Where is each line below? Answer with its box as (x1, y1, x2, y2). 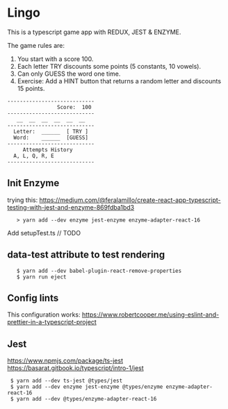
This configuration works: (7, 310, 81, 319)
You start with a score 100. (17, 54, 94, 63)
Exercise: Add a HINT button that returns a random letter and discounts (17, 76, 221, 85)
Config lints (7, 292, 59, 303)
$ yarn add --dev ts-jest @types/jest (10, 377, 123, 385)
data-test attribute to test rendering (7, 249, 165, 261)
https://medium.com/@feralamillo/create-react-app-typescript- (39, 196, 221, 204)
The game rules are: (7, 41, 65, 49)
